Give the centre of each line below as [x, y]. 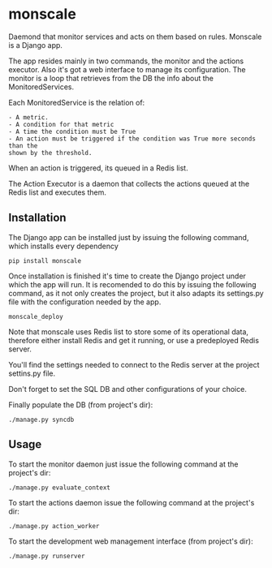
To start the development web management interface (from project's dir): [131, 541]
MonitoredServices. [41, 87]
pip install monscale [45, 260]
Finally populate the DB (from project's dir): [81, 404]
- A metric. [28, 117]
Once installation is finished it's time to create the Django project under [127, 276]
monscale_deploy [36, 316]
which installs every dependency [64, 246]
